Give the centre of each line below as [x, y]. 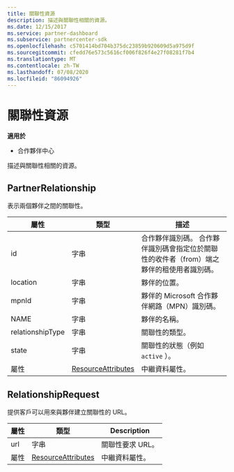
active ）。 [158, 356]
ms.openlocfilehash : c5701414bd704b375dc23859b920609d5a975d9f [101, 46]
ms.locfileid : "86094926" [45, 79]
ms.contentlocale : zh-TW [43, 66]
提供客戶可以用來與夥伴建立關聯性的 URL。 [69, 412]
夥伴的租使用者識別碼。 [179, 270]
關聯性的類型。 [165, 332]
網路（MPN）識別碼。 [184, 307]
